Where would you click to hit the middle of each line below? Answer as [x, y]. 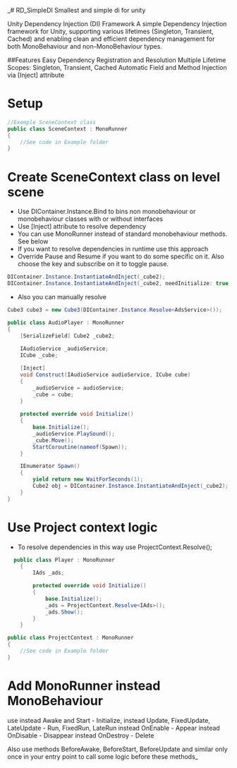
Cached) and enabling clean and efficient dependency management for [111, 39]
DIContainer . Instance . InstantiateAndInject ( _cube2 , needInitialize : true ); [121, 284]
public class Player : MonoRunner [64, 560]
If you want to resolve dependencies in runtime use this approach [113, 249]
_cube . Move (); [53, 440]
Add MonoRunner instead [84, 686]
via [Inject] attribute [36, 75]
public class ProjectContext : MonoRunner [71, 638]
